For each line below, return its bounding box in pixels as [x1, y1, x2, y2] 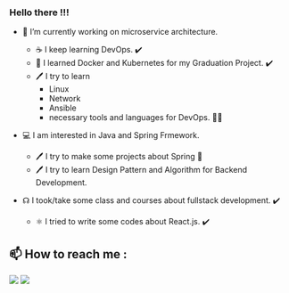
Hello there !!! [9, 6, 70, 19]
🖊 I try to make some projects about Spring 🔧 [35, 151, 203, 162]
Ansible [48, 102, 78, 113]
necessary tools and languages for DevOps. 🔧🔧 [48, 112, 223, 123]
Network [48, 94, 81, 104]
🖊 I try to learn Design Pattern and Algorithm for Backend [35, 165, 248, 175]
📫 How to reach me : [9, 247, 128, 262]
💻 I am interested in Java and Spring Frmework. [21, 130, 200, 141]
